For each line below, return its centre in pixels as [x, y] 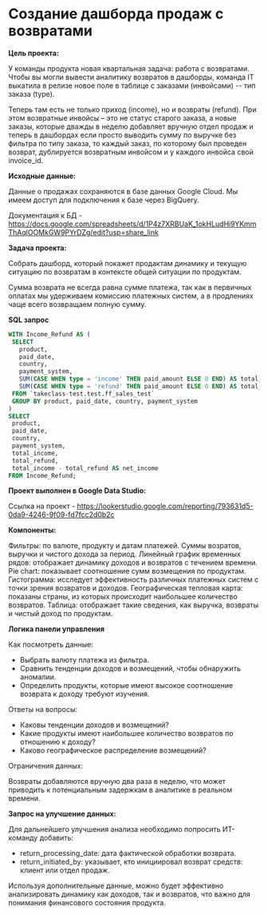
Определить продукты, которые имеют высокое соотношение [126, 686]
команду [23, 838]
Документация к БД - [45, 215]
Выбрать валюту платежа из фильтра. [85, 660]
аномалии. [38, 677]
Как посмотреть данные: [51, 645]
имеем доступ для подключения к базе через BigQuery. [104, 200]
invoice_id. [26, 160]
